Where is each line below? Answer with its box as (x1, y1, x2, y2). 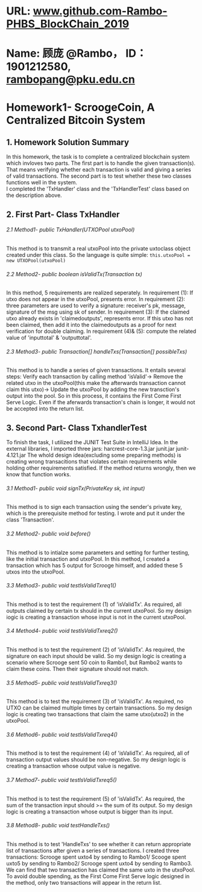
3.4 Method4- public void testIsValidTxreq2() (6, 627, 118, 635)
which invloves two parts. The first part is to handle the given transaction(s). (6, 160, 196, 167)
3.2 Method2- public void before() (6, 530, 91, 537)
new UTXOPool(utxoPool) (6, 257, 66, 263)
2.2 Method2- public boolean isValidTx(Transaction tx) (6, 270, 143, 277)
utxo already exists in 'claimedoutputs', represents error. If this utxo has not (6, 315, 194, 322)
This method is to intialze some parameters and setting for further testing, (6, 549, 190, 556)
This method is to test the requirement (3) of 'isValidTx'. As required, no (6, 698, 184, 705)
